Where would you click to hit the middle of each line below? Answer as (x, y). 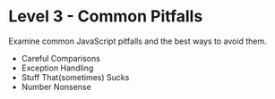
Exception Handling (57, 68)
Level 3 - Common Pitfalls (106, 16)
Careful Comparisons (60, 58)
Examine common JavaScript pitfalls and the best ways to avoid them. (137, 41)
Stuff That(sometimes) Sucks (75, 77)
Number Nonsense (56, 87)
